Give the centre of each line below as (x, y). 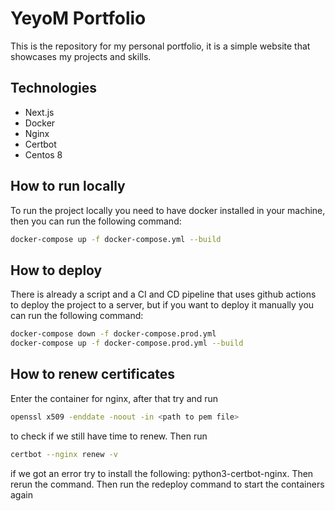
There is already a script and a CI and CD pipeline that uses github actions (163, 294)
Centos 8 (43, 154)
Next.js (39, 112)
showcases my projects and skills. (81, 56)
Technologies (54, 88)
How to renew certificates (93, 374)
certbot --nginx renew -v (64, 454)
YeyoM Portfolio (78, 18)
